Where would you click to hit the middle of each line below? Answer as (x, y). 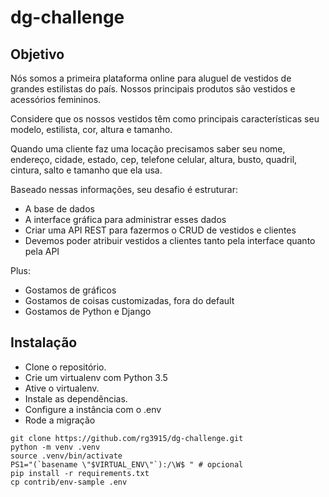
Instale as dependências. (76, 398)
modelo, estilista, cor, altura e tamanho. (91, 129)
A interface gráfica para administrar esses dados (125, 219)
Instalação (44, 342)
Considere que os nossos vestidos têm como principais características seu (165, 119)
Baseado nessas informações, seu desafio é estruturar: (124, 189)
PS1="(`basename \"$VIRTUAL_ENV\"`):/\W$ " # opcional (127, 464)
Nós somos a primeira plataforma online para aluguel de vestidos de (151, 78)
